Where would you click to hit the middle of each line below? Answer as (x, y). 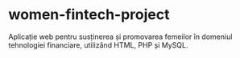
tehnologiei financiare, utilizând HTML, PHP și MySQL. (98, 44)
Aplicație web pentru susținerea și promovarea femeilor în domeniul (120, 37)
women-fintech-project (89, 15)
